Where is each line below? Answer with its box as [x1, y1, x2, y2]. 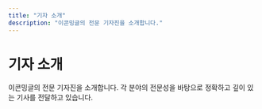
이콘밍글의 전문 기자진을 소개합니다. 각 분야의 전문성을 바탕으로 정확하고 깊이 [8, 83, 246, 92]
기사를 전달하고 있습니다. [16, 92, 94, 103]
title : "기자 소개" [8, 11, 66, 20]
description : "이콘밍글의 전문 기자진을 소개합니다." [8, 19, 164, 27]
